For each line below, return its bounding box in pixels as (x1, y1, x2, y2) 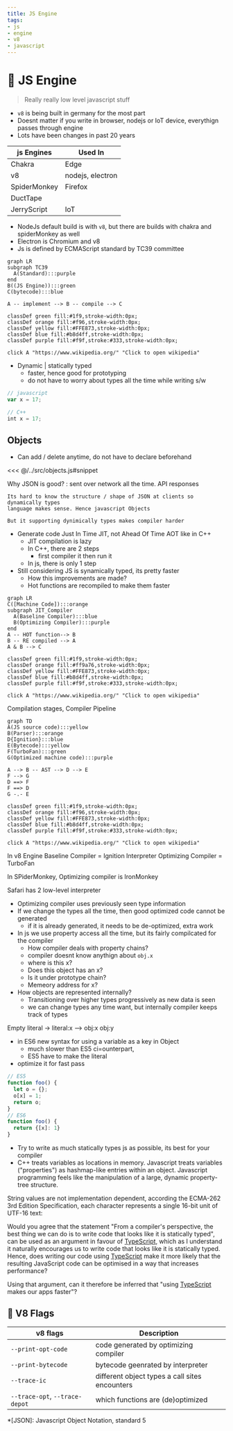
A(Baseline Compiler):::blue (13, 613, 98, 620)
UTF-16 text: (7, 1209, 43, 1217)
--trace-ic (10, 1376, 46, 1384)
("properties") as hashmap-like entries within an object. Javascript (17, 1166, 208, 1174)
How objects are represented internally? (17, 988, 132, 996)
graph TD (7, 718, 33, 725)
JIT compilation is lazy (27, 537, 92, 546)
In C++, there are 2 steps (27, 544, 99, 553)
